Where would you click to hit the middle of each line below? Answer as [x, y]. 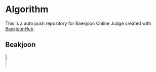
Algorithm [27, 9]
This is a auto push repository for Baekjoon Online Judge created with [78, 23]
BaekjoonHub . [20, 28]
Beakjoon [21, 45]
